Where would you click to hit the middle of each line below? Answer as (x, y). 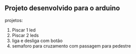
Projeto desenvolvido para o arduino (62, 8)
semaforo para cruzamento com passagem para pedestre (71, 46)
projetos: (14, 20)
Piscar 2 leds (25, 35)
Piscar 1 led (24, 30)
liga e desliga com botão (37, 40)
